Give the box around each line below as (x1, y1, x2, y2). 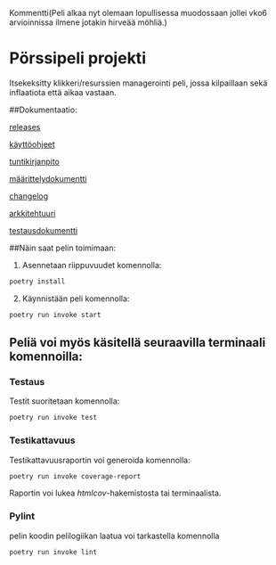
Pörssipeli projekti (9, 48, 147, 69)
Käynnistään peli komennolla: (21, 293, 130, 304)
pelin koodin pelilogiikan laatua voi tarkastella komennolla (9, 530, 220, 541)
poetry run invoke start (9, 310, 101, 319)
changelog (9, 191, 49, 201)
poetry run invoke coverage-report (9, 471, 142, 480)
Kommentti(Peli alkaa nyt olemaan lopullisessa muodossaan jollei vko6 (9, 8, 267, 18)
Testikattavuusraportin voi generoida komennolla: (9, 454, 191, 465)
